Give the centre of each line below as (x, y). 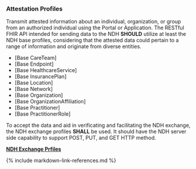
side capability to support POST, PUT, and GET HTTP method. (81, 138)
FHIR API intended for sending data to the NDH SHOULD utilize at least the (96, 34)
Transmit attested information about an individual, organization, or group (94, 22)
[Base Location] (34, 83)
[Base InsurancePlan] (40, 77)
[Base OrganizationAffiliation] (50, 102)
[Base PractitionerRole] (43, 114)
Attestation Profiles (34, 9)
